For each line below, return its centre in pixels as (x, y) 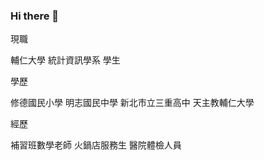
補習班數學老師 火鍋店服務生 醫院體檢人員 (96, 145)
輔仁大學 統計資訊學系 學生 (65, 60)
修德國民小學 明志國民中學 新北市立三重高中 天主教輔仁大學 (132, 103)
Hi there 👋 (35, 16)
